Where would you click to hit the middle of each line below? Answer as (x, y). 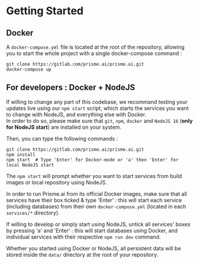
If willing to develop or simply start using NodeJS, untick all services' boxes (98, 224)
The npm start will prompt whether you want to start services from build (94, 176)
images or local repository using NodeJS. (57, 182)
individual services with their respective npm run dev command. (84, 237)
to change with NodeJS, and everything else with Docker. (76, 114)
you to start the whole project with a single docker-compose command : (94, 53)
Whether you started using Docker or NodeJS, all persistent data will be (94, 248)
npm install (21, 155)
